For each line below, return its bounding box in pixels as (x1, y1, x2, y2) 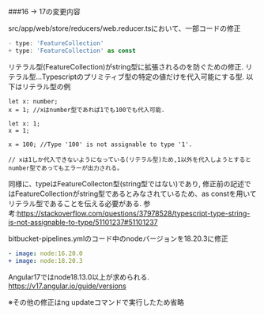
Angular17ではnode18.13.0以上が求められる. (8, 272, 150, 282)
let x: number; (8, 97, 58, 105)
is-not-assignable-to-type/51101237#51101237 (8, 217, 158, 227)
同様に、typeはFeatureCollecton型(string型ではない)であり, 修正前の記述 (8, 178, 245, 188)
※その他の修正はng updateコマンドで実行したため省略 (8, 297, 184, 306)
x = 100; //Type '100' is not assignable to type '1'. (8, 141, 193, 148)
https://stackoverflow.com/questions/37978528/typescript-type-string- (17, 208, 251, 218)
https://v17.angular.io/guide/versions (8, 281, 126, 291)
